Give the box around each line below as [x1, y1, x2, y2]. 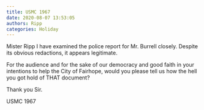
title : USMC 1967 [6, 9, 51, 15]
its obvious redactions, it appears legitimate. [6, 50, 118, 57]
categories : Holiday [6, 26, 59, 32]
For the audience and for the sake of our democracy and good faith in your [6, 61, 194, 68]
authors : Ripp [6, 20, 43, 26]
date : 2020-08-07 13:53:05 [6, 15, 75, 21]
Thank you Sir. [6, 86, 43, 94]
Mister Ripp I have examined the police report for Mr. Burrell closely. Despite [6, 43, 199, 50]
